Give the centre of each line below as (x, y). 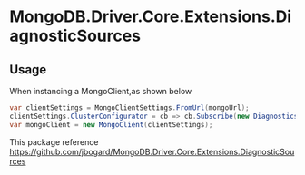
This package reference (54, 141)
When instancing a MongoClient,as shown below (101, 91)
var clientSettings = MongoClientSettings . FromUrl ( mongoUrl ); (129, 108)
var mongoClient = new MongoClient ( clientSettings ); (111, 124)
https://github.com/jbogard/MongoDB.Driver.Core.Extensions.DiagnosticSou (152, 151)
